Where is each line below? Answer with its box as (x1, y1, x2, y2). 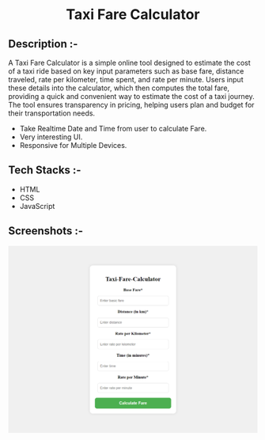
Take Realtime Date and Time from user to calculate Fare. (19, 124, 207, 133)
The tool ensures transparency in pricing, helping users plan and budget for (8, 101, 255, 109)
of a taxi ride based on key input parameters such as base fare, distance (8, 66, 244, 76)
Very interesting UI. (19, 132, 83, 142)
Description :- (8, 37, 78, 51)
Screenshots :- (8, 224, 84, 238)
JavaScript (19, 201, 55, 211)
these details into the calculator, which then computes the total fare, (8, 83, 230, 93)
